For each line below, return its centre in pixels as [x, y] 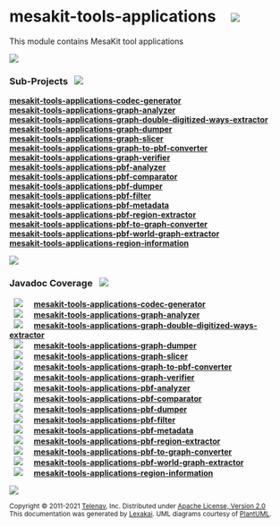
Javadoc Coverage [51, 284]
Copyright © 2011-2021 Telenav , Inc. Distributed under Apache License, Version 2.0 [138, 506]
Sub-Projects [39, 81]
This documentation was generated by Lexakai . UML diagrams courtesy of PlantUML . [140, 514]
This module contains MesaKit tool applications [97, 41]
